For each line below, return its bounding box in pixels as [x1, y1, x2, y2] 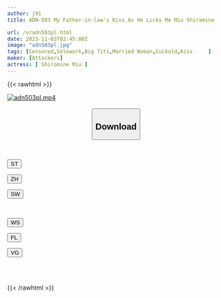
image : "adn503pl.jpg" [7, 42, 73, 49]
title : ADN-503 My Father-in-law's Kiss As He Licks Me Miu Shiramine [7, 17, 215, 23]
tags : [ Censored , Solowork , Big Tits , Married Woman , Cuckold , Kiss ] [7, 48, 212, 55]
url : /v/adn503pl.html [7, 29, 73, 36]
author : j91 [7, 10, 41, 17]
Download [95, 121, 137, 132]
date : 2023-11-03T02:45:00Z [7, 35, 88, 42]
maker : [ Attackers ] [7, 54, 64, 62]
